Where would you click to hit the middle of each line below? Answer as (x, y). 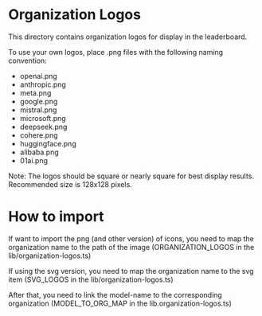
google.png (39, 101)
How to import (57, 217)
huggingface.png (48, 143)
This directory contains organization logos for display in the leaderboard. (128, 37)
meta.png (35, 92)
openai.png (38, 76)
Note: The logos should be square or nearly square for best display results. (131, 176)
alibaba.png (39, 152)
